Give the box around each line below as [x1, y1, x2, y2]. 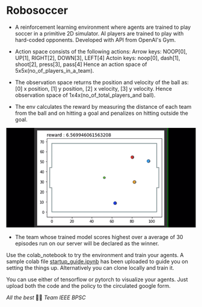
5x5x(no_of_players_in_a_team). [14, 67, 94, 74]
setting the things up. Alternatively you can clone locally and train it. [6, 264, 174, 271]
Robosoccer [6, 4, 68, 17]
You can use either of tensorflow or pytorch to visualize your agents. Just [6, 276, 188, 283]
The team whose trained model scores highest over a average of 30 [14, 233, 183, 240]
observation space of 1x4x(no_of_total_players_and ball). [14, 91, 156, 99]
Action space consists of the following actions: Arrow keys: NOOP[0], [14, 47, 188, 55]
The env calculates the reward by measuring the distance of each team [14, 103, 192, 110]
